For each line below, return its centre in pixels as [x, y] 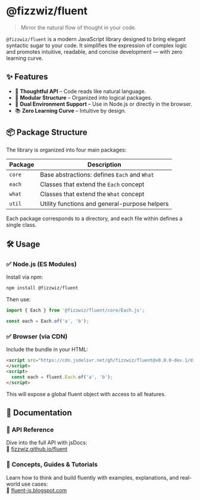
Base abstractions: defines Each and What [97, 174]
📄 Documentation [39, 413]
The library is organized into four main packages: [66, 150]
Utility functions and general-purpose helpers [104, 203]
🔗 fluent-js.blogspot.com [37, 490]
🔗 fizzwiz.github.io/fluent [37, 449]
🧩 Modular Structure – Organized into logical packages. [84, 97]
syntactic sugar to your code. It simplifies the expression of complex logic [97, 45]
